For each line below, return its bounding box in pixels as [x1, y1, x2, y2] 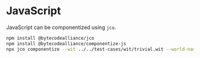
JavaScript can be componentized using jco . [6, 24, 116, 31]
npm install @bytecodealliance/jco [6, 35, 95, 41]
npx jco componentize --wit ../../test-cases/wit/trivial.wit [6, 46, 164, 52]
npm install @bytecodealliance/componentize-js [6, 40, 127, 47]
